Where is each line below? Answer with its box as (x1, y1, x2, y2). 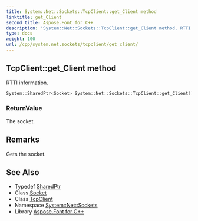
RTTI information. (6, 79, 48, 86)
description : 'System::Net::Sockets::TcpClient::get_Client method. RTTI (6, 25, 192, 31)
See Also (6, 167, 39, 177)
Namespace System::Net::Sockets (14, 202, 98, 209)
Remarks (6, 135, 40, 145)
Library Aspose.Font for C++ (14, 208, 84, 215)
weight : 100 (6, 36, 35, 42)
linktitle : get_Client (6, 14, 62, 20)
